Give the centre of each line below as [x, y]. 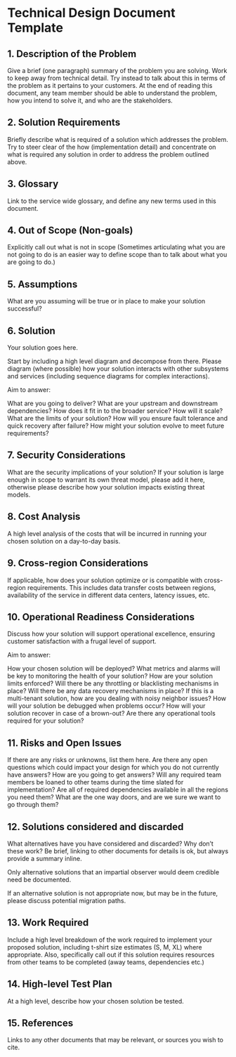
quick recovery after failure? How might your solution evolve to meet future [116, 426]
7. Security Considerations [66, 455]
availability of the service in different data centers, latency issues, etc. [109, 595]
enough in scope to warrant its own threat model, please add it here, [106, 480]
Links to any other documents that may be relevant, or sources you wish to [115, 1040]
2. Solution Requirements [64, 123]
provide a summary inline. [45, 858]
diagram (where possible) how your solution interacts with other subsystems [118, 369]
